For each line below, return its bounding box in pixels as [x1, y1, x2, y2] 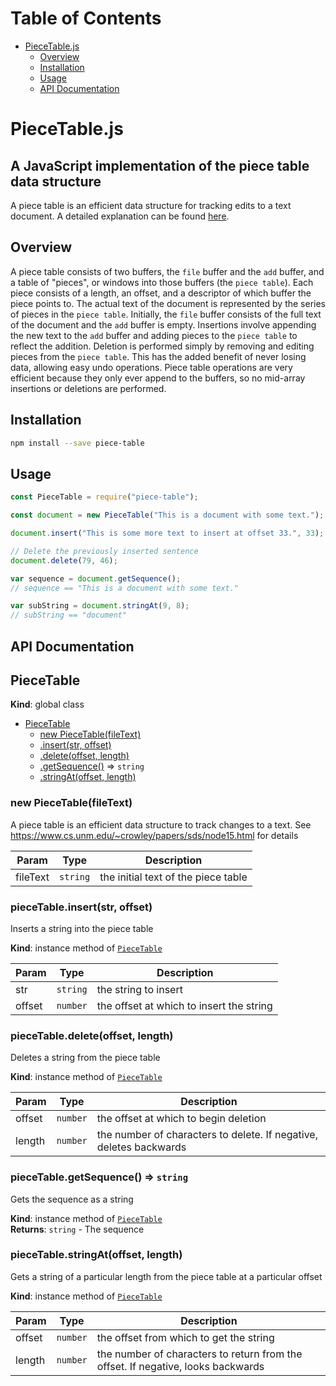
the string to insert [96, 982, 183, 996]
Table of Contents [10, 7, 162, 30]
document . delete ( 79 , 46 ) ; [10, 555, 118, 566]
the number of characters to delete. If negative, [96, 1128, 318, 1142]
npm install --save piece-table [10, 438, 145, 448]
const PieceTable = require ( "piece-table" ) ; [10, 492, 199, 502]
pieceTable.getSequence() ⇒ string [10, 1170, 189, 1184]
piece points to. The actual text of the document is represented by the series [10, 297, 326, 309]
